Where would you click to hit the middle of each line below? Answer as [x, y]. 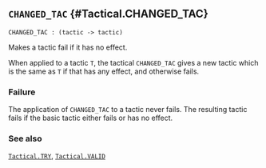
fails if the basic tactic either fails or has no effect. [91, 118]
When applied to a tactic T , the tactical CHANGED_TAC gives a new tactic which [133, 62]
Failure [22, 92]
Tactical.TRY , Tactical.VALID [57, 156]
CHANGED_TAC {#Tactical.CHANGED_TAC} [109, 14]
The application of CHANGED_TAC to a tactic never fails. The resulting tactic [128, 110]
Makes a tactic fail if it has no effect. [68, 47]
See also [25, 138]
